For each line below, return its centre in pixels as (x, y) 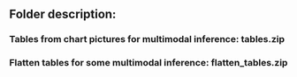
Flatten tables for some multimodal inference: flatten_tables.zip (148, 63)
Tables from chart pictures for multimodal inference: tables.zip (147, 39)
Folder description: (63, 14)
